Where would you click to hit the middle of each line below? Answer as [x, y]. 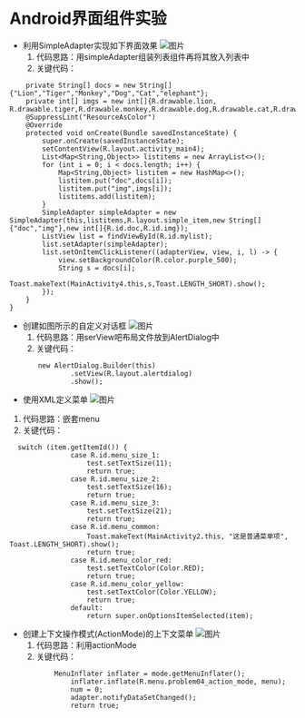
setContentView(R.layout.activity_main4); [123, 149]
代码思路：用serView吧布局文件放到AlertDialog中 [128, 337]
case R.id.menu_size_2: [115, 479]
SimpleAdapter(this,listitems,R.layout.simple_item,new [117, 220]
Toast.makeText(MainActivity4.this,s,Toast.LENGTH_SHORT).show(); [138, 284]
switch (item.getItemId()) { [73, 447]
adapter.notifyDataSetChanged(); [133, 697]
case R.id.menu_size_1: [115, 455]
